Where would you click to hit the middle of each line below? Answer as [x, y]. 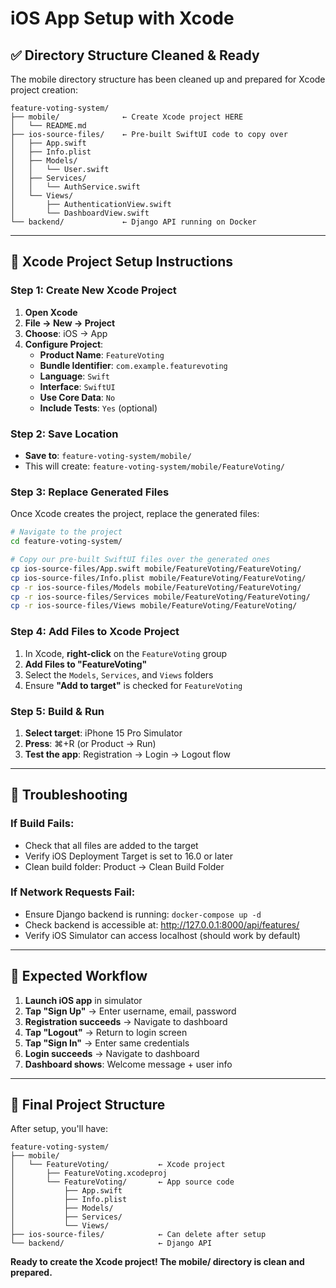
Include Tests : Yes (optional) [98, 408]
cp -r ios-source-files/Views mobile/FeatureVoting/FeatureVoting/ [154, 606]
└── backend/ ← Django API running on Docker [133, 222]
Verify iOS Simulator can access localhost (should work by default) [162, 935]
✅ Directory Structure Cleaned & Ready [135, 55]
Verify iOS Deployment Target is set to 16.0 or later [128, 856]
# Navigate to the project [66, 532]
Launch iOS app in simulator [83, 1000]
